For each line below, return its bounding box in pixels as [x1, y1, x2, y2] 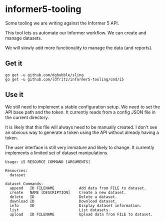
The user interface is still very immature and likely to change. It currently [5, 144, 154, 150]
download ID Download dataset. [9, 198, 117, 203]
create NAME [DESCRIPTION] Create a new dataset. [9, 190, 126, 195]
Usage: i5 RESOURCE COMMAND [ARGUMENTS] [5, 159, 91, 164]
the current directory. [5, 114, 49, 120]
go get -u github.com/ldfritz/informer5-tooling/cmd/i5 [5, 76, 124, 82]
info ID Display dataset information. [9, 203, 142, 208]
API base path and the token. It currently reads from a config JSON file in [5, 109, 156, 115]
